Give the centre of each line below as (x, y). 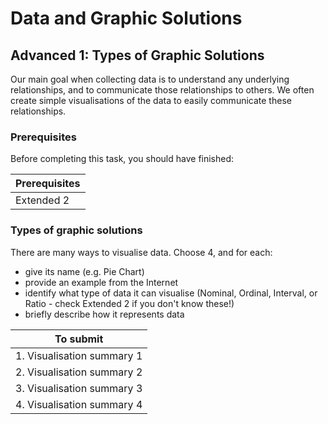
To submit (79, 339)
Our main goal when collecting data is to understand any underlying (150, 79)
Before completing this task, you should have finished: (122, 159)
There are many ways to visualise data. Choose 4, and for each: (141, 252)
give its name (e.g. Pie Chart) (84, 271)
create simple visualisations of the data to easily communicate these (151, 100)
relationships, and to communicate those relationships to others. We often (162, 90)
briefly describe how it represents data (104, 314)
